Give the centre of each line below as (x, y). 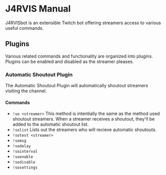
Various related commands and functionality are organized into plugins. (79, 56)
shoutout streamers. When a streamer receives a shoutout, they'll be (84, 119)
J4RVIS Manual (38, 9)
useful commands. (24, 28)
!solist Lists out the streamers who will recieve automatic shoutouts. (85, 130)
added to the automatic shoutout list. (51, 125)
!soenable (23, 157)
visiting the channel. (26, 91)
